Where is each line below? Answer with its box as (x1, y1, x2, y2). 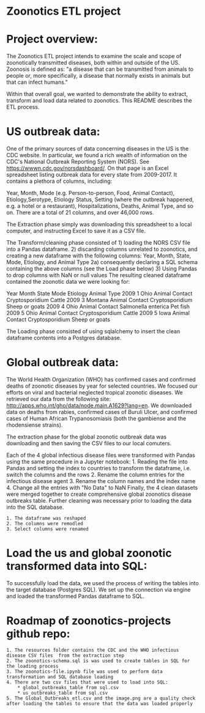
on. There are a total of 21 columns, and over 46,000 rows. (6, 209, 154, 216)
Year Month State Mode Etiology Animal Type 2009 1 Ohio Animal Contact (6, 290, 193, 297)
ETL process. (6, 103, 40, 111)
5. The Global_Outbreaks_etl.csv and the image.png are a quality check (6, 695, 196, 701)
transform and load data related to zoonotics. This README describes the (6, 97, 192, 105)
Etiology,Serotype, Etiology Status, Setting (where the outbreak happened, (6, 196, 194, 203)
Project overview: (6, 32, 98, 46)
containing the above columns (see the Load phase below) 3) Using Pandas (6, 265, 198, 273)
